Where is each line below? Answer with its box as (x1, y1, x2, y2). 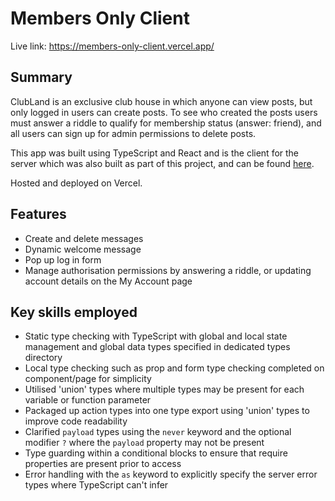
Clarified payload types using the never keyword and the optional (24, 426, 292, 438)
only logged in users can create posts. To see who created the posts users (10, 106, 318, 118)
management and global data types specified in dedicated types (24, 341, 291, 353)
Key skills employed (10, 303, 138, 321)
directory (24, 352, 63, 364)
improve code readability (24, 415, 128, 427)
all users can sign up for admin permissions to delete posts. (10, 127, 257, 139)
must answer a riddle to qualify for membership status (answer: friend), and (10, 117, 322, 129)
